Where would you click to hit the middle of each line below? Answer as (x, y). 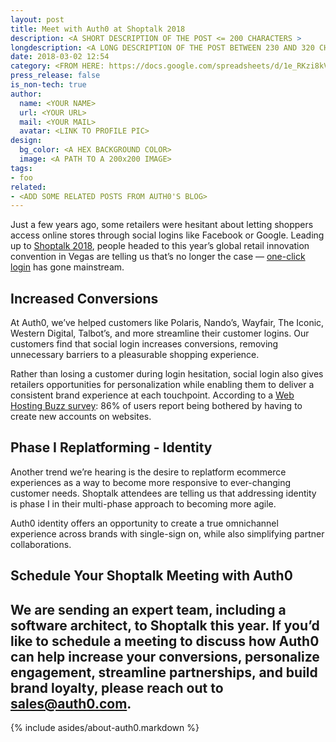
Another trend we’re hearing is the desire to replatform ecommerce (148, 472)
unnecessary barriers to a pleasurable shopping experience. (135, 355)
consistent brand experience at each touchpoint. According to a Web (152, 395)
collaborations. (41, 544)
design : (26, 141)
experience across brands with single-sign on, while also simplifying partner (167, 533)
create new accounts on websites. (81, 417)
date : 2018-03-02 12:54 (60, 57)
